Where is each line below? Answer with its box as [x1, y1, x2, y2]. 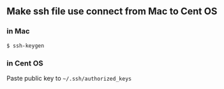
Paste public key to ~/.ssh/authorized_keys [6, 74, 132, 82]
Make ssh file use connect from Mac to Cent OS [6, 6, 218, 17]
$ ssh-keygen [6, 42, 45, 49]
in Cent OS [6, 58, 43, 68]
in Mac [6, 26, 30, 36]
